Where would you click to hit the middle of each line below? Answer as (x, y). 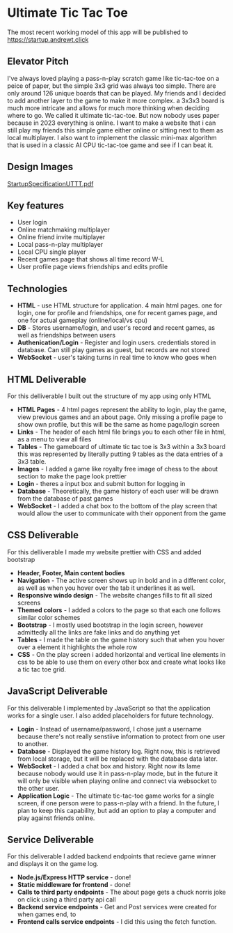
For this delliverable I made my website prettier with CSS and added (104, 552)
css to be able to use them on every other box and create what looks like (121, 662)
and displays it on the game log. (53, 864)
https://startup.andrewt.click (48, 39)
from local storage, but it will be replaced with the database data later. (117, 759)
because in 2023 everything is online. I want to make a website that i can (112, 123)
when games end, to (47, 914)
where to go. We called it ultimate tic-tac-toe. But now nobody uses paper (113, 115)
